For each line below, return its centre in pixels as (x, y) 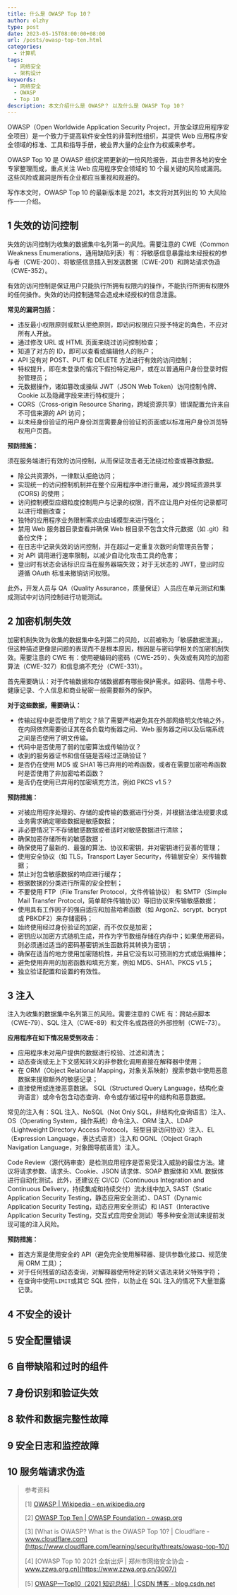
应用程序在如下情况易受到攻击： (54, 1038)
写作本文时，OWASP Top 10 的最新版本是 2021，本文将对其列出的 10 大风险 (117, 192)
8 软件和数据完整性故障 (58, 1419)
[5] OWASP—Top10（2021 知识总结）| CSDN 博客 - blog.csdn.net (120, 1584)
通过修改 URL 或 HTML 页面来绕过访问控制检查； (89, 342)
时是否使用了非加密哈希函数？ (61, 773)
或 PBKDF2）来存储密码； (55, 918)
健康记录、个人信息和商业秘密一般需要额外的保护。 (81, 690)
